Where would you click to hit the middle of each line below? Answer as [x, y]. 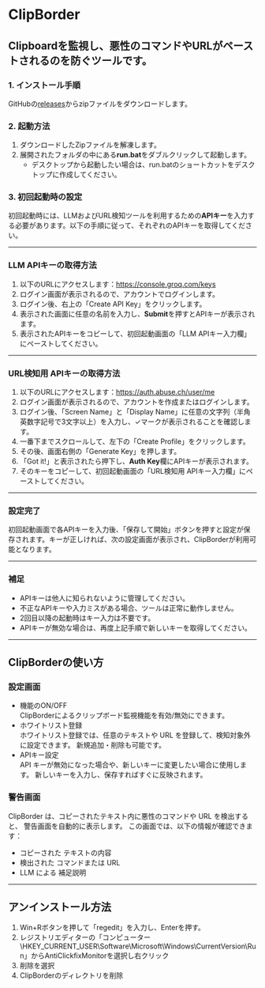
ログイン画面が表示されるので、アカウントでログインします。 [119, 293]
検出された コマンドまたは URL [70, 862]
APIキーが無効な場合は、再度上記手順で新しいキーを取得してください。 [136, 627]
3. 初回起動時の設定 [45, 197]
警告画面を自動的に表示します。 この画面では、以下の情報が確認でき [134, 826]
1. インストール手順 [45, 85]
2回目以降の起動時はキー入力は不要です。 [87, 618]
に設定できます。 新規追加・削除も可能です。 [92, 745]
